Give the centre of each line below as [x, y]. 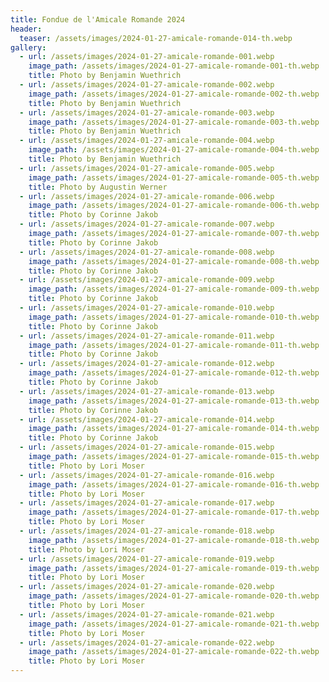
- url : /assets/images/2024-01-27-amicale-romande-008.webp [147, 252]
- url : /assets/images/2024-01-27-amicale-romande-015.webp [147, 447]
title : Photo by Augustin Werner [98, 187]
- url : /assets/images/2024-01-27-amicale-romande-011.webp [147, 336]
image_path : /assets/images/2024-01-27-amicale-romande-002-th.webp [174, 94]
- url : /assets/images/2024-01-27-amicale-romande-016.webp [147, 475]
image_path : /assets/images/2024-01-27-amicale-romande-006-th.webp [174, 206]
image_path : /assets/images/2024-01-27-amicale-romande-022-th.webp [174, 652]
